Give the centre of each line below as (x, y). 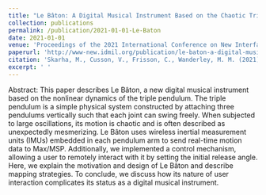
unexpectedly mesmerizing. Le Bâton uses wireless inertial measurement (127, 132)
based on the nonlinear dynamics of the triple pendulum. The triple (117, 98)
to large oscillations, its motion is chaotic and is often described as (117, 123)
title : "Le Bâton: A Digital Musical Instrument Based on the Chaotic (127, 15)
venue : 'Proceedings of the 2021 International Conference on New (120, 45)
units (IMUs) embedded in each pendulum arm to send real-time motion (125, 140)
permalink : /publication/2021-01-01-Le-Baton (84, 30)
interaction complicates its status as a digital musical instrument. (114, 182)
